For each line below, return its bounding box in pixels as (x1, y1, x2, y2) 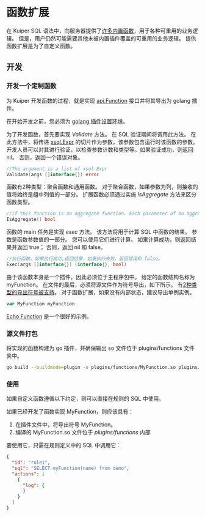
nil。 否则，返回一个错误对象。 (6, 154, 84, 161)
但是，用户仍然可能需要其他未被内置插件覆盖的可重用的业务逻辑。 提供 (18, 34, 196, 42)
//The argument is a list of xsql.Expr (6, 166, 108, 172)
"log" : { (22, 482, 45, 488)
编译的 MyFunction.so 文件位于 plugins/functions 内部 (15, 429, 151, 436)
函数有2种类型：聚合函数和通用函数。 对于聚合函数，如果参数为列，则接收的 (6, 183, 198, 190)
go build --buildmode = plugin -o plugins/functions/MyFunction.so (6, 365, 176, 371)
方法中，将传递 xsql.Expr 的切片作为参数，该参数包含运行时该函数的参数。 (11, 138, 198, 146)
